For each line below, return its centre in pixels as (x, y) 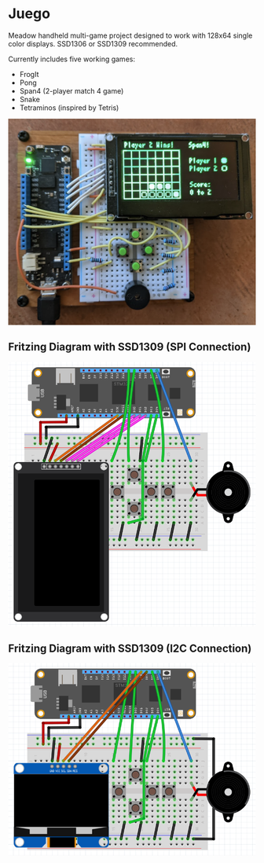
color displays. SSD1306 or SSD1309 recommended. (93, 43)
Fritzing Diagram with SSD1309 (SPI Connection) (130, 347)
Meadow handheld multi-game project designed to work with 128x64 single (130, 35)
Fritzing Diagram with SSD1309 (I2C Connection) (130, 648)
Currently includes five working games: (72, 59)
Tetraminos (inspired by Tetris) (69, 108)
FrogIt (29, 74)
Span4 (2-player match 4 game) (71, 90)
